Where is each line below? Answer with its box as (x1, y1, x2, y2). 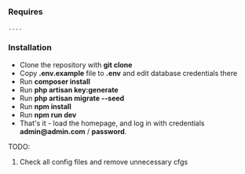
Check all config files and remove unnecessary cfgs (19, 157, 188, 166)
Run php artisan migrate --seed (19, 93, 125, 103)
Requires (8, 6, 43, 17)
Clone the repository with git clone (19, 60, 133, 69)
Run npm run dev (19, 110, 77, 119)
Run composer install (19, 77, 90, 86)
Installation (8, 42, 53, 53)
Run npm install (19, 101, 72, 111)
